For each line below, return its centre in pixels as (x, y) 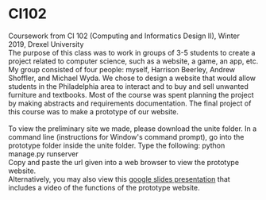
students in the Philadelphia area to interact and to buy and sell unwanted (128, 86)
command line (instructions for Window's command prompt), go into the (126, 137)
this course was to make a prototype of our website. (93, 111)
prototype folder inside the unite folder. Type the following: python (117, 145)
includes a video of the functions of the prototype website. (104, 187)
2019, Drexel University (46, 44)
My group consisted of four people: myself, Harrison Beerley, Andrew (122, 69)
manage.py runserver (44, 154)
